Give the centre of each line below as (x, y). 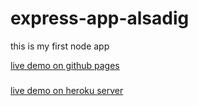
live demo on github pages (65, 65)
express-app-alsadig (100, 18)
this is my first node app (60, 46)
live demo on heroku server (67, 90)
